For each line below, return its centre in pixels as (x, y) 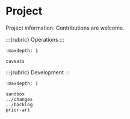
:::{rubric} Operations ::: (35, 39)
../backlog (19, 105)
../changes (19, 99)
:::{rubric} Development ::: (38, 72)
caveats (15, 61)
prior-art (18, 110)
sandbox (15, 94)
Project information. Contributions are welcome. (65, 28)
